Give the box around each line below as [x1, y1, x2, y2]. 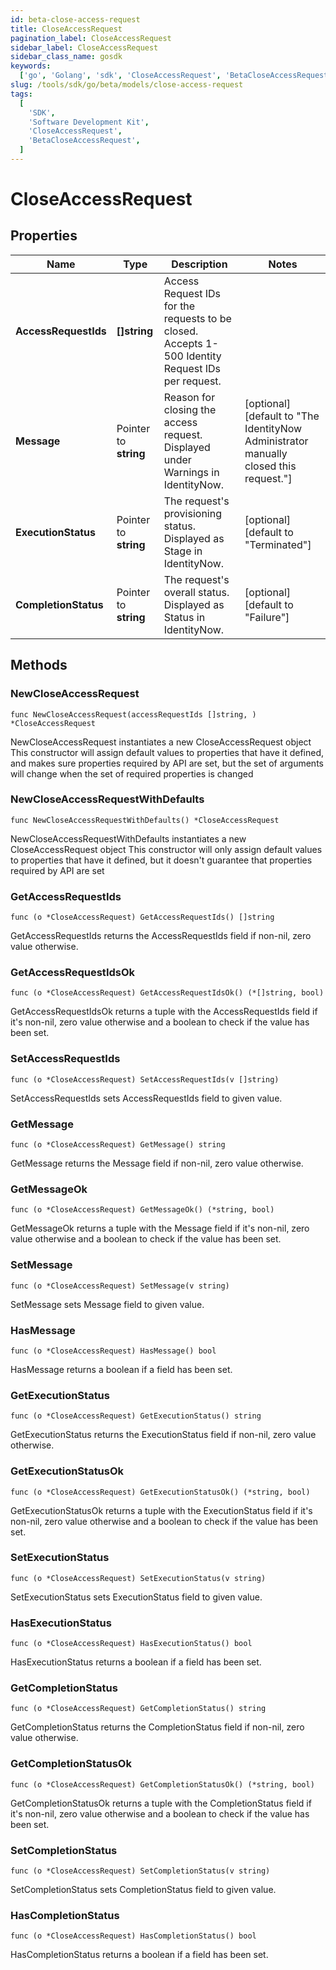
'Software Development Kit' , [28, 117, 150, 127]
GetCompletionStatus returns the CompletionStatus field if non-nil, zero [10, 1721, 305, 1733]
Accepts [163, 336, 203, 350]
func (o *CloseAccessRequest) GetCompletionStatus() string [10, 1704, 267, 1714]
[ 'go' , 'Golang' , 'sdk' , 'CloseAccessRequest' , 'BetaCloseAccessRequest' [19, 71, 333, 81]
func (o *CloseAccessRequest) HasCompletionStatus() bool [10, 1931, 257, 1941]
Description [171, 257, 228, 271]
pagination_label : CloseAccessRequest [10, 33, 172, 43]
